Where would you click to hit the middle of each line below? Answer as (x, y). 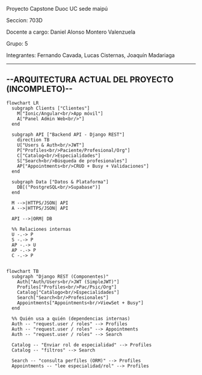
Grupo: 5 (17, 44)
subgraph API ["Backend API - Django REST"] (68, 135)
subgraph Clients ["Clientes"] (51, 108)
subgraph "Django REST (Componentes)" (60, 276)
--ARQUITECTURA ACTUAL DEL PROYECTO (90, 80)
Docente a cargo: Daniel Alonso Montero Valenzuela (71, 32)
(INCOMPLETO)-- (40, 89)
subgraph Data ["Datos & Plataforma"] (60, 182)
